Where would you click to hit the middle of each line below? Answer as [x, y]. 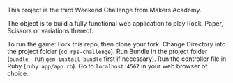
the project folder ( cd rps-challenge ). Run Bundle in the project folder [107, 52]
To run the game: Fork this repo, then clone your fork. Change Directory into [116, 44]
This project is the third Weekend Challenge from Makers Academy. [104, 10]
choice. [18, 73]
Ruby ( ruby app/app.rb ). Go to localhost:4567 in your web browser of [107, 66]
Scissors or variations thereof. [51, 31]
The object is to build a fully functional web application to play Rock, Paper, [115, 23]
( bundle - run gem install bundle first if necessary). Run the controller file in [117, 59]
